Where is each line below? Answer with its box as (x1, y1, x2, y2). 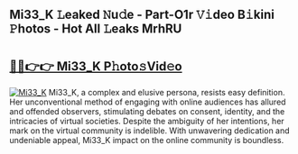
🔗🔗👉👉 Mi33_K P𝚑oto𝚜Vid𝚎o (9, 59, 182, 74)
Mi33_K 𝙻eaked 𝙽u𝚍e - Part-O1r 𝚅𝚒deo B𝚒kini (9, 7, 275, 23)
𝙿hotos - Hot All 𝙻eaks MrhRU (9, 22, 182, 37)
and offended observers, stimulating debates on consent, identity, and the (9, 106, 285, 116)
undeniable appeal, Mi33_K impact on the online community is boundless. (9, 135, 284, 145)
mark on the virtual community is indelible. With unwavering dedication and (9, 125, 291, 136)
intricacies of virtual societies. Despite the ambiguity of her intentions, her (9, 116, 284, 126)
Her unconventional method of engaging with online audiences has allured (9, 96, 286, 107)
